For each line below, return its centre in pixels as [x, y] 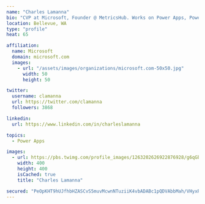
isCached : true [37, 174]
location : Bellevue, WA [37, 23]
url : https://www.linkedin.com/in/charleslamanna [76, 124]
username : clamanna [37, 96]
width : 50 [35, 74]
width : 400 [31, 163]
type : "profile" [27, 29]
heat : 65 [17, 35]
